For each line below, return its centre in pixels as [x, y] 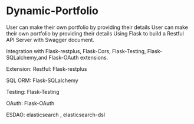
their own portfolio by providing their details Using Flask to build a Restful [95, 33]
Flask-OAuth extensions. [78, 57]
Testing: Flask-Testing [33, 92]
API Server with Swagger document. [50, 40]
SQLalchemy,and [27, 57]
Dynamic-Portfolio [52, 11]
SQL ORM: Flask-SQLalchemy [42, 80]
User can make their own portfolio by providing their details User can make [97, 27]
